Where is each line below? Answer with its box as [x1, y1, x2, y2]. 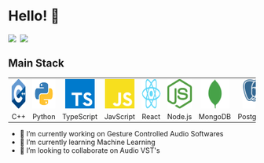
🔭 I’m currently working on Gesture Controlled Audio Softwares [19, 129, 224, 139]
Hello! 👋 [8, 7, 60, 25]
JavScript [104, 111, 136, 121]
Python [32, 111, 56, 121]
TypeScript [61, 111, 98, 121]
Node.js [167, 111, 192, 121]
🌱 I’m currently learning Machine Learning [19, 137, 156, 147]
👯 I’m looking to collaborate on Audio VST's [19, 146, 160, 155]
